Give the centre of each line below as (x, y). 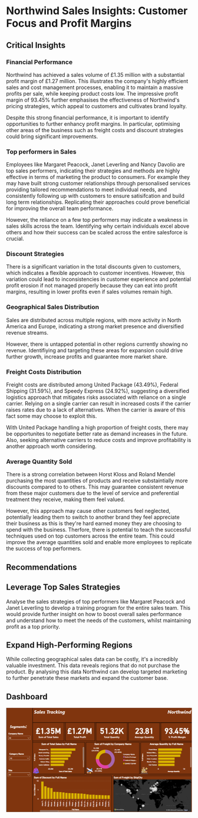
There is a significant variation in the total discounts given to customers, (94, 267)
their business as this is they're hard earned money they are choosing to (94, 523)
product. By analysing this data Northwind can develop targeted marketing (97, 672)
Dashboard (27, 697)
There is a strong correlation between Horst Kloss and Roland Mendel (91, 475)
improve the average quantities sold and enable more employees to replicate (99, 542)
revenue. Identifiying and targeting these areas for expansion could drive (95, 350)
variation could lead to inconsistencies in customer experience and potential (99, 279)
